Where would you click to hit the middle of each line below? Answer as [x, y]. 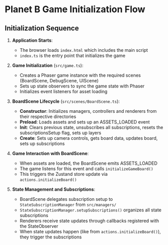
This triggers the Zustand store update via [63, 174]
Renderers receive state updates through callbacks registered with [89, 221]
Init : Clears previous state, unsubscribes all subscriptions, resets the [91, 127]
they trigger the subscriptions [51, 237]
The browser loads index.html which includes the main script [84, 50]
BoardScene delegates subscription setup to [66, 199]
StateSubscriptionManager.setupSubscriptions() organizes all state [91, 210]
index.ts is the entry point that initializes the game [72, 55]
